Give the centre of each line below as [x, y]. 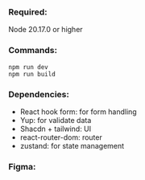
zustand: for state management [72, 145]
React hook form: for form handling [78, 112]
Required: [28, 12]
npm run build [32, 74]
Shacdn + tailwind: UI [56, 129]
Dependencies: [39, 94]
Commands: [33, 51]
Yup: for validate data [56, 120]
